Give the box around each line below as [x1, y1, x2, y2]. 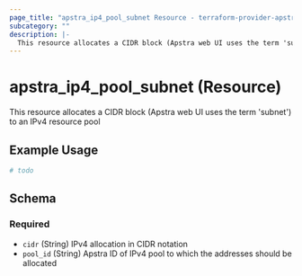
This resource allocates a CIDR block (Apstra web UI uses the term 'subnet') [9, 107, 292, 118]
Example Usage [9, 142, 99, 157]
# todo [9, 166, 34, 175]
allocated [22, 257, 58, 268]
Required [9, 218, 50, 230]
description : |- [9, 30, 70, 39]
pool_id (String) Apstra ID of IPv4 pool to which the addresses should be [22, 248, 292, 259]
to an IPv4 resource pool [9, 116, 101, 127]
